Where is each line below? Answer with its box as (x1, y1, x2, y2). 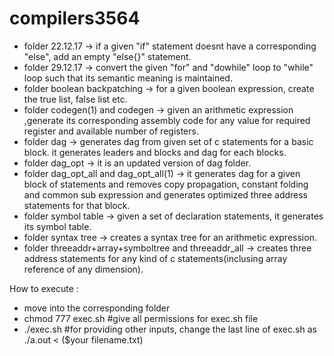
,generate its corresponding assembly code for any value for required (23, 114, 311, 126)
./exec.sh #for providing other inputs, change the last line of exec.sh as (23, 323, 317, 335)
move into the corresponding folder (23, 302, 171, 314)
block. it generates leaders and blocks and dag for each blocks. (23, 146, 287, 158)
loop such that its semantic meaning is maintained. (23, 72, 233, 84)
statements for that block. (23, 199, 131, 211)
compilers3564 (9, 7, 141, 30)
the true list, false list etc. (23, 93, 128, 105)
